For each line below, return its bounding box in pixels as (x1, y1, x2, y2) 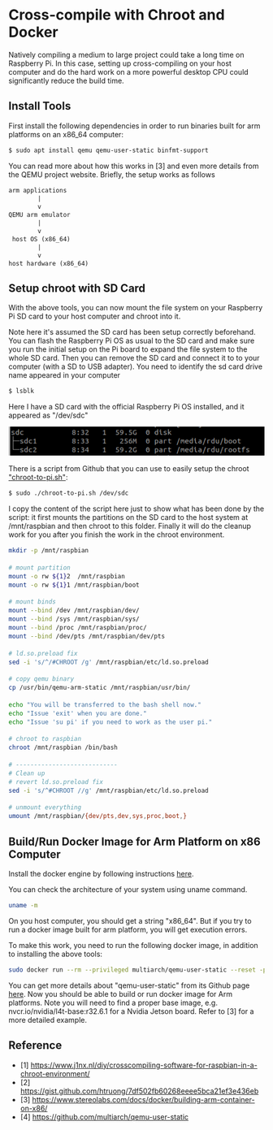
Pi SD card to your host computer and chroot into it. (8, 311, 181, 322)
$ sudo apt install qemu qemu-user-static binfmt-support (8, 146, 209, 154)
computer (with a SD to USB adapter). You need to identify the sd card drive (8, 362, 262, 371)
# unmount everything (8, 803, 82, 812)
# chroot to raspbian (8, 735, 82, 743)
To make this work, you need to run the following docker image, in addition (8, 940, 258, 950)
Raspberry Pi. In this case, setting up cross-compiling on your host (8, 58, 232, 68)
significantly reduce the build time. (8, 76, 124, 85)
